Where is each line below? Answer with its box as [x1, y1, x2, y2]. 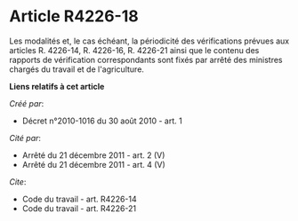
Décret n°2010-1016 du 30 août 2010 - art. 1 [21, 115, 182, 126]
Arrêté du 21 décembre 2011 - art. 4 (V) [21, 159, 166, 170]
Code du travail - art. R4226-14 [21, 193, 138, 204]
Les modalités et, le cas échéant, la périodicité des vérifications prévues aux [9, 36, 290, 46]
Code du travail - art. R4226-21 [21, 202, 137, 214]
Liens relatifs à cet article [9, 81, 105, 91]
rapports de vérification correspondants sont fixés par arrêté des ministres [9, 54, 283, 65]
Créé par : [9, 98, 44, 108]
